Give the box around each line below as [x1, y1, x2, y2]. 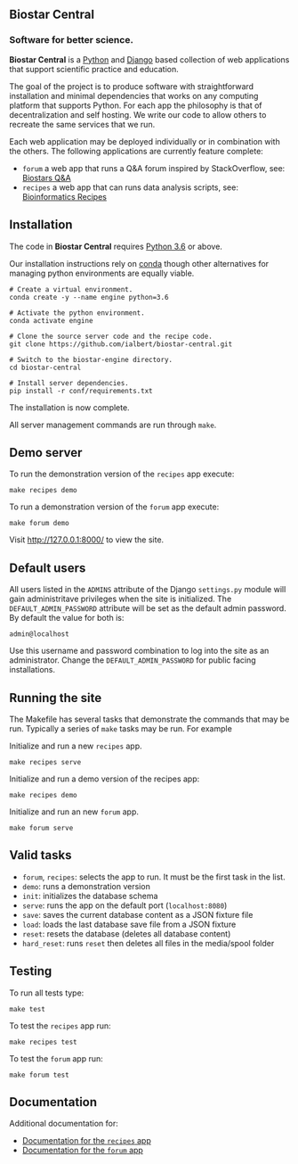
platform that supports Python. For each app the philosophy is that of [9, 100, 262, 111]
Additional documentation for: [9, 1119, 118, 1129]
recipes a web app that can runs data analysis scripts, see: [21, 182, 238, 193]
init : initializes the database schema [21, 890, 158, 901]
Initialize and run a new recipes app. [9, 740, 142, 751]
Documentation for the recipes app [21, 1135, 151, 1146]
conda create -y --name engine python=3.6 [9, 293, 169, 301]
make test [9, 1004, 46, 1013]
